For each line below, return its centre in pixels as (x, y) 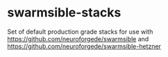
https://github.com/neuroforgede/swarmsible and (78, 38)
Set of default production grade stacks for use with (80, 32)
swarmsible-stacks (64, 13)
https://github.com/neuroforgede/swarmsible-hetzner (84, 46)
